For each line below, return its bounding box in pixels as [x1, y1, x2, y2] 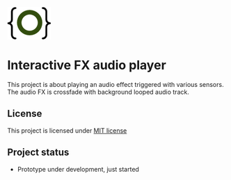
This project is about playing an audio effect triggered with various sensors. [7, 80, 224, 88]
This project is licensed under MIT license [7, 126, 127, 135]
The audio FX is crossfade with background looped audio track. [7, 88, 189, 96]
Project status [7, 147, 70, 158]
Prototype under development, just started [17, 165, 139, 173]
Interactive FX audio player [7, 58, 167, 73]
